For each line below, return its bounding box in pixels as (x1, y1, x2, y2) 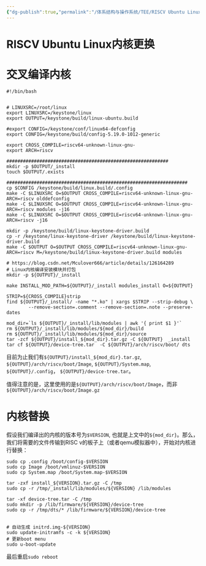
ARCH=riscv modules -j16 (6, 206, 70, 212)
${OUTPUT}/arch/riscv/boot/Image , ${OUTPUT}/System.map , (6, 360, 151, 367)
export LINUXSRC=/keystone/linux (6, 110, 92, 116)
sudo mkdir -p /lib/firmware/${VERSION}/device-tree (6, 501, 144, 508)
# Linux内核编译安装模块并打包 (6, 266, 76, 273)
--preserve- (162, 304, 193, 310)
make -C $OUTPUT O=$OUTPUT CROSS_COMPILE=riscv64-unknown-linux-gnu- (6, 243, 188, 250)
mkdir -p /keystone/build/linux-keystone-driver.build (6, 228, 150, 234)
